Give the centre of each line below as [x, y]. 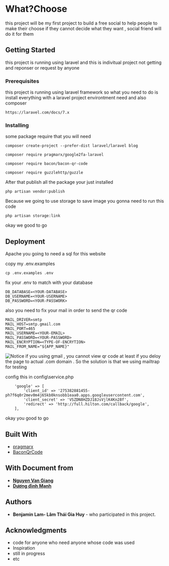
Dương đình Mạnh [32, 486]
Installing [17, 125]
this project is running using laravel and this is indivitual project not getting [83, 62]
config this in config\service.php [40, 377]
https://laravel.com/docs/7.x [38, 113]
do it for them [20, 34]
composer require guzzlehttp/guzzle [44, 173]
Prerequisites [22, 81]
